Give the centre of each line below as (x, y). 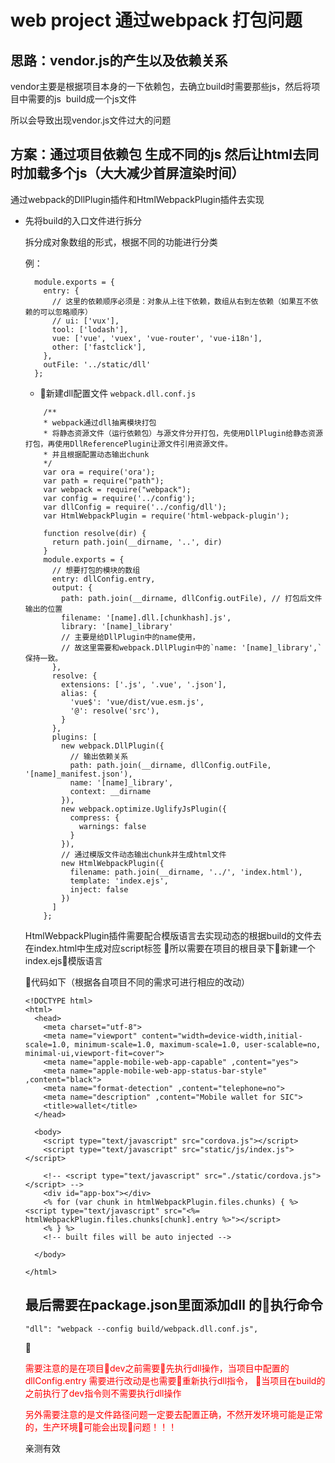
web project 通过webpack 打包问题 (156, 20)
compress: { (94, 817)
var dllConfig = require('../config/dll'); (135, 507)
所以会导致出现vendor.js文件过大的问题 (91, 120)
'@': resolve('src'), (114, 711)
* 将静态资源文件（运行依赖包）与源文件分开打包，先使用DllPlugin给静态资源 (183, 433)
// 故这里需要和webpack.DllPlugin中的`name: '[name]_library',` (192, 647)
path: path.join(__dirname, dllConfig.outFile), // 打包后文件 (192, 598)
